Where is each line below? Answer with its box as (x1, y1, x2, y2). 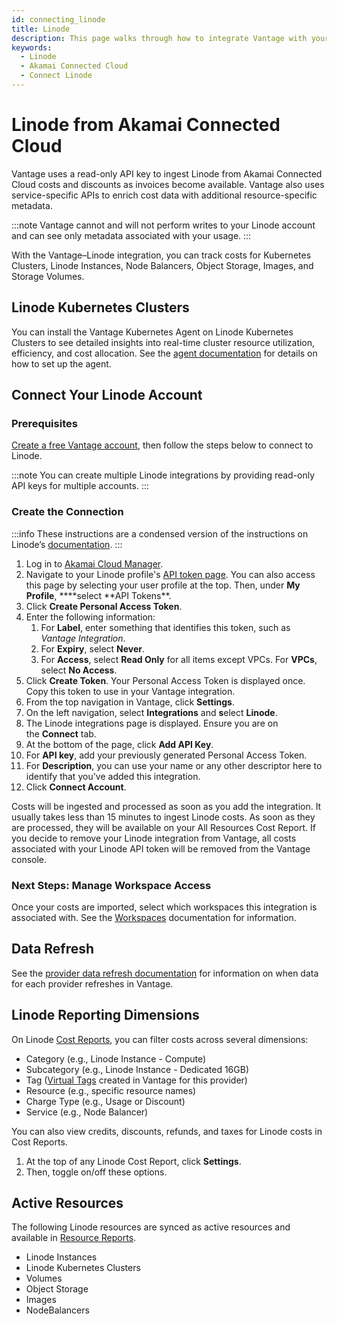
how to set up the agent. (11, 357, 112, 370)
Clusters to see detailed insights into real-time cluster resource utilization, (11, 336, 316, 348)
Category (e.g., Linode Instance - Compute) (25, 1052, 207, 1065)
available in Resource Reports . (11, 1232, 137, 1244)
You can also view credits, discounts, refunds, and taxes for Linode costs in (11, 1125, 323, 1137)
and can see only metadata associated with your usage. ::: (11, 229, 252, 241)
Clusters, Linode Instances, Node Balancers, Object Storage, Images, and (11, 259, 314, 271)
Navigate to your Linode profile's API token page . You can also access (25, 568, 316, 580)
